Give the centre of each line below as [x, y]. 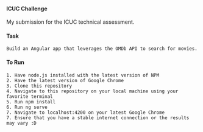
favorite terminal [30, 96]
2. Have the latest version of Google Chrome [65, 80]
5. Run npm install [31, 102]
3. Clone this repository [39, 86]
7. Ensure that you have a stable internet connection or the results [98, 118]
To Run [15, 62]
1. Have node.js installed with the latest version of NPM [83, 75]
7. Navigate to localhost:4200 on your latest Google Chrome [86, 113]
